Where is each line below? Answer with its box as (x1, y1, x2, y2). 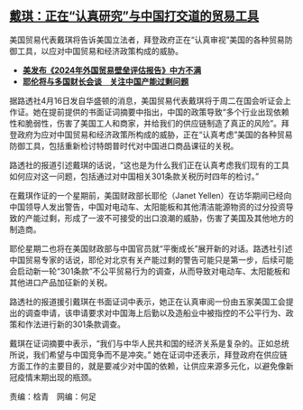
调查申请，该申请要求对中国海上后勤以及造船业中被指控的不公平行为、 (24, 307, 286, 318)
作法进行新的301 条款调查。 (24, 319, 126, 330)
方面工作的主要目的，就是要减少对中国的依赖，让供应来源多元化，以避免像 (9, 360, 286, 371)
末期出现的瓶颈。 (32, 371, 96, 382)
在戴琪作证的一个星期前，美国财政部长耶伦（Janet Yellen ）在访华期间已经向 (9, 190, 292, 200)
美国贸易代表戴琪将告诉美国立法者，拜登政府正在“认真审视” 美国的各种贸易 (9, 34, 286, 45)
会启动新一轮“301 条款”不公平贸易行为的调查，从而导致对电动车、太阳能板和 (9, 266, 290, 276)
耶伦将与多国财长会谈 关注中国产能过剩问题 (22, 76, 189, 87)
